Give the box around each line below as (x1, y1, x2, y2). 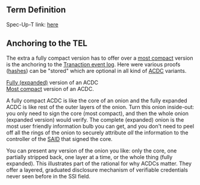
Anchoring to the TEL (6, 39, 87, 49)
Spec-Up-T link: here (6, 20, 58, 28)
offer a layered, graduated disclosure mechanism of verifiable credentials (6, 166, 189, 174)
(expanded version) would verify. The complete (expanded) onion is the (6, 116, 184, 123)
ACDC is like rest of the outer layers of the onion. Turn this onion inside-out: (6, 103, 195, 110)
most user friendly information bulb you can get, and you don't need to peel (6, 122, 195, 130)
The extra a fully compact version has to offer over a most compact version (6, 54, 193, 61)
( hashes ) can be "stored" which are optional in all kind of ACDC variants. (6, 67, 187, 74)
